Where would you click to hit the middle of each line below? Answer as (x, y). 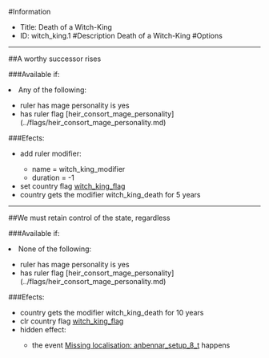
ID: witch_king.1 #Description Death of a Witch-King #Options (121, 36)
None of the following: (55, 249)
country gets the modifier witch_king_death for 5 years (110, 195)
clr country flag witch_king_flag (72, 321)
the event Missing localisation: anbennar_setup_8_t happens (131, 345)
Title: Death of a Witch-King (66, 27)
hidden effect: (43, 330)
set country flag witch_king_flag (72, 186)
